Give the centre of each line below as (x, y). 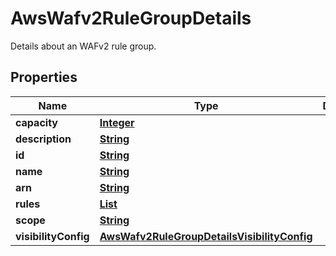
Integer (117, 122)
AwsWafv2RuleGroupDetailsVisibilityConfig (206, 236)
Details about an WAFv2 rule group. (83, 46)
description (43, 139)
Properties (44, 77)
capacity (36, 122)
